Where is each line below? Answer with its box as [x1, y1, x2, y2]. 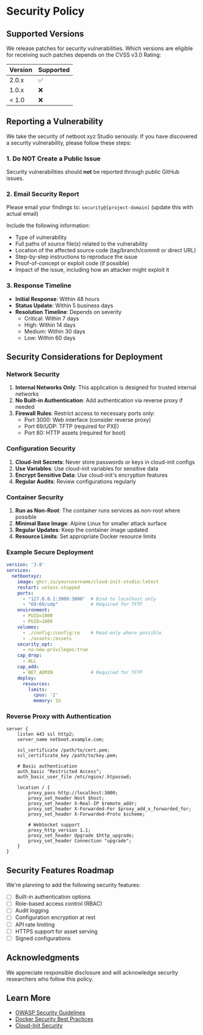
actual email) [6, 210, 39, 218]
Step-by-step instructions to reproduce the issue [15, 253, 138, 260]
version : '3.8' [6, 562, 45, 568]
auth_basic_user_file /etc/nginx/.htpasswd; [17, 774, 132, 780]
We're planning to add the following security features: [6, 881, 141, 889]
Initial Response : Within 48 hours [15, 295, 100, 302]
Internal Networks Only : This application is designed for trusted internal [15, 384, 196, 391]
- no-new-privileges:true [22, 647, 88, 653]
